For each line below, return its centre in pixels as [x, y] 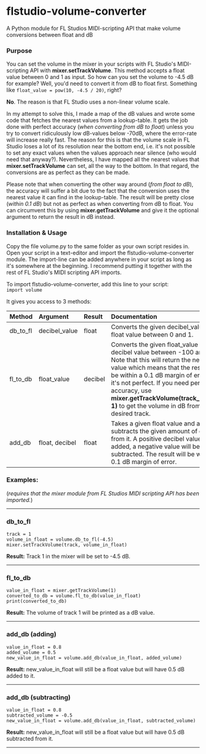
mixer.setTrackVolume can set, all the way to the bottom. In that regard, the [103, 166]
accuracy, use [132, 390]
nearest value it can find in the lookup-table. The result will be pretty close [100, 197]
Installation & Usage [37, 233]
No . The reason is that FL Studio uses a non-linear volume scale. [88, 102]
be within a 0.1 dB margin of [152, 375]
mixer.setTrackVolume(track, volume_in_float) [67, 545]
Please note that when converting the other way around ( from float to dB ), [100, 185]
